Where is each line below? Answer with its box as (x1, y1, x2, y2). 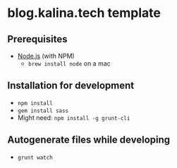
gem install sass (17, 107, 69, 114)
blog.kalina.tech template (7, 5, 161, 21)
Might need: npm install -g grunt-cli (17, 113, 130, 121)
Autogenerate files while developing (7, 134, 171, 146)
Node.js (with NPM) (17, 52, 75, 60)
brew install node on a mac (28, 59, 111, 68)
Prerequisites (7, 33, 68, 45)
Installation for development (7, 80, 135, 92)
